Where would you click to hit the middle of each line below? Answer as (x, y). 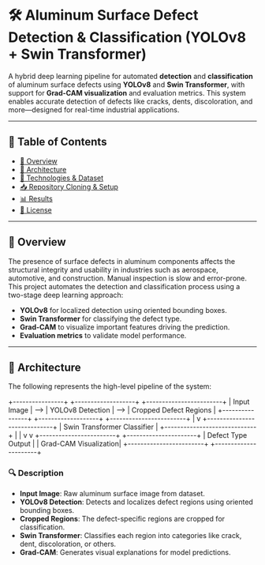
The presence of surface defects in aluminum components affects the (121, 261)
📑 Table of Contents (58, 142)
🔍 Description (36, 473)
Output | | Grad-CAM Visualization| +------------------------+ (108, 444)
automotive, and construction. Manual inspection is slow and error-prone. (127, 278)
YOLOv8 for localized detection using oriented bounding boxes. (123, 310)
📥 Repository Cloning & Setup (69, 186)
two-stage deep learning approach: (66, 295)
